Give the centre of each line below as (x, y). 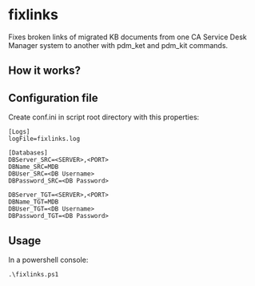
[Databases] (28, 153)
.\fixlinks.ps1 (34, 274)
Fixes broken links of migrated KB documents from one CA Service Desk (127, 37)
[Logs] (19, 132)
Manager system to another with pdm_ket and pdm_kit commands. (118, 45)
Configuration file (53, 98)
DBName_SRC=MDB (34, 167)
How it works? (45, 71)
